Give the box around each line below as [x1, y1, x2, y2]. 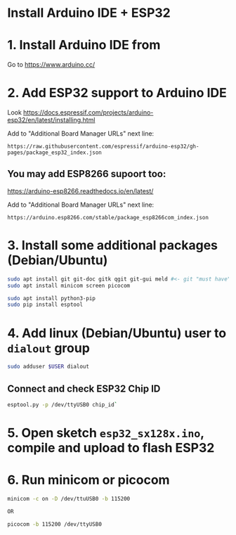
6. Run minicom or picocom [7, 472, 170, 488]
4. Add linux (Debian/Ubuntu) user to [7, 325, 227, 341]
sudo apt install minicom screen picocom [7, 282, 131, 289]
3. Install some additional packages [7, 238, 218, 254]
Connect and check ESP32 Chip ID [7, 382, 161, 394]
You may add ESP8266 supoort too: [7, 168, 166, 180]
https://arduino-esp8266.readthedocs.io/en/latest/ [7, 186, 154, 195]
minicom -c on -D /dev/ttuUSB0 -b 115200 [7, 495, 131, 502]
